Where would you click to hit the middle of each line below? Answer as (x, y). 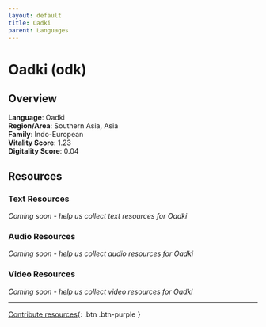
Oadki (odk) (47, 69)
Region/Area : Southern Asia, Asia (63, 126)
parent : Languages (38, 30)
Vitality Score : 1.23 (40, 143)
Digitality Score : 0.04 (44, 151)
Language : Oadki (36, 118)
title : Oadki (30, 23)
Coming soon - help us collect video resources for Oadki (101, 291)
